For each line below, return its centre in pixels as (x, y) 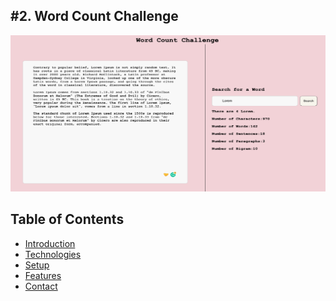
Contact (41, 286)
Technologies (53, 254)
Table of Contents (67, 219)
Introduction (50, 243)
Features (43, 275)
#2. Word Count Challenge (94, 16)
